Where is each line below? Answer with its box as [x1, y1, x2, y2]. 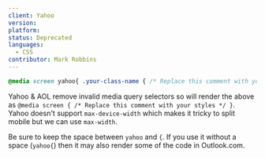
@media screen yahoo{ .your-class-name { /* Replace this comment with [8, 77, 248, 85]
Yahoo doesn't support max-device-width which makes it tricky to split [8, 108, 235, 118]
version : [8, 19, 37, 27]
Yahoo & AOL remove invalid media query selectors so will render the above [8, 92, 255, 101]
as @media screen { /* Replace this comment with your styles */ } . [8, 100, 235, 109]
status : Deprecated [8, 33, 73, 42]
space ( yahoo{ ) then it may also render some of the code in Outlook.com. [8, 140, 245, 150]
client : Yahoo [8, 11, 55, 20]
